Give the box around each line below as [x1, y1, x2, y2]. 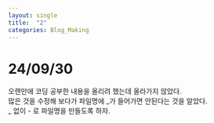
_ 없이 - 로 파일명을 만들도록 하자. [8, 107, 111, 116]
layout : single [8, 11, 58, 20]
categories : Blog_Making [8, 26, 89, 34]
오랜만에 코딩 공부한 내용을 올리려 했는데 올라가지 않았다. [8, 87, 182, 96]
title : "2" [8, 19, 47, 27]
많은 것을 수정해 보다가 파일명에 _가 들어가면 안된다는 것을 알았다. [8, 96, 208, 106]
